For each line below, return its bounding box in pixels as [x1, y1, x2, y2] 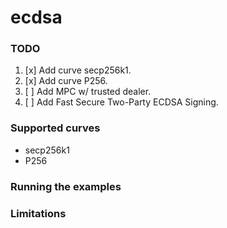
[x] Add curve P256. [24, 75, 108, 87]
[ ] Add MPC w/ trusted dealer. [24, 86, 152, 98]
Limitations [10, 206, 67, 220]
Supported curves [10, 121, 101, 135]
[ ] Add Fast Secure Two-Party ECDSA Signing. [24, 96, 219, 108]
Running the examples [10, 179, 122, 193]
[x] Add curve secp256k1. [24, 64, 132, 76]
